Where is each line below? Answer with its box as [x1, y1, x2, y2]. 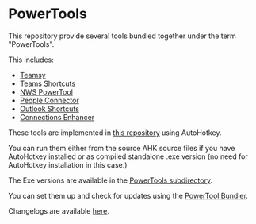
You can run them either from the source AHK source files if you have [8, 143, 235, 153]
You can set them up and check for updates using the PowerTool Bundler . [8, 191, 248, 200]
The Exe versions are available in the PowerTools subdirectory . [8, 176, 212, 185]
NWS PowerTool [19, 87, 74, 96]
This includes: [8, 55, 54, 64]
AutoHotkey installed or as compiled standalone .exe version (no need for [8, 152, 248, 161]
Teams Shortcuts [19, 79, 76, 88]
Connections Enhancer [19, 112, 95, 122]
